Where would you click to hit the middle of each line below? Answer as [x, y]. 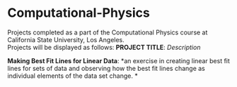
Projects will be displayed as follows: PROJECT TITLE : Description [104, 47]
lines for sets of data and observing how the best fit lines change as [106, 68]
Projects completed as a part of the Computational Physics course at [108, 32]
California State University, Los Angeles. [66, 39]
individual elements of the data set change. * [73, 76]
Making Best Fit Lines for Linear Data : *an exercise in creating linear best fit [118, 60]
